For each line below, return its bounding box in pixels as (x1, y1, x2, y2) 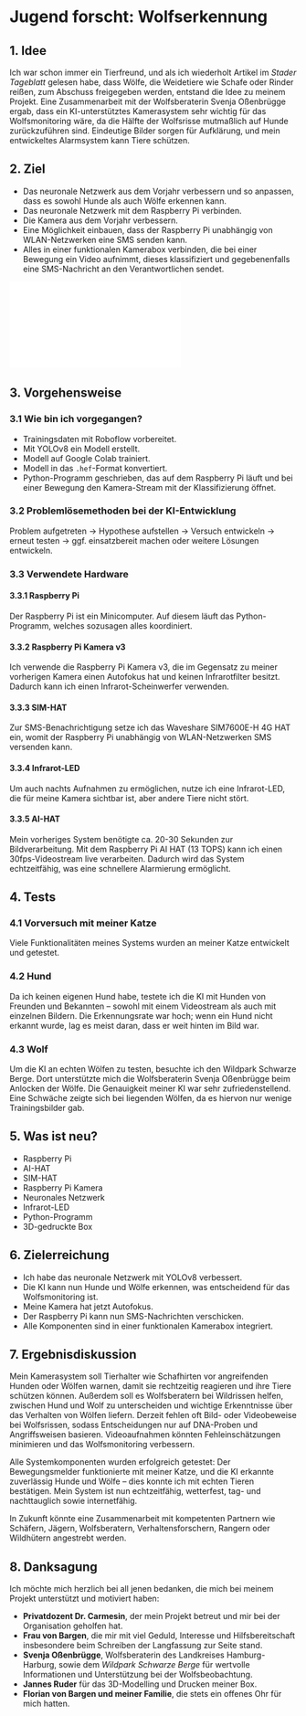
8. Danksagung (9, 1559, 98, 1574)
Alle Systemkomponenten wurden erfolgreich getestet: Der (9, 1456, 231, 1467)
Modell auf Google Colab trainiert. (22, 452, 151, 463)
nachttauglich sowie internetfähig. (9, 1496, 138, 1507)
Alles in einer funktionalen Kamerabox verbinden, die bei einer (22, 244, 258, 255)
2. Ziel (9, 162, 46, 177)
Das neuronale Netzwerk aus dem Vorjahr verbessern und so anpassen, (22, 185, 294, 196)
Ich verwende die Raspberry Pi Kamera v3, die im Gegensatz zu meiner (9, 662, 279, 673)
